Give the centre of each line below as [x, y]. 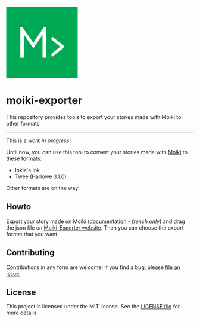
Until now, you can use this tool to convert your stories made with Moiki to [97, 152]
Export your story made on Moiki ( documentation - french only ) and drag [96, 221]
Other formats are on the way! [43, 188]
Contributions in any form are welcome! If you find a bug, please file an [93, 267]
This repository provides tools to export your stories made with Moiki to [94, 117]
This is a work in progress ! [39, 140]
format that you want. [32, 234]
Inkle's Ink [27, 170]
